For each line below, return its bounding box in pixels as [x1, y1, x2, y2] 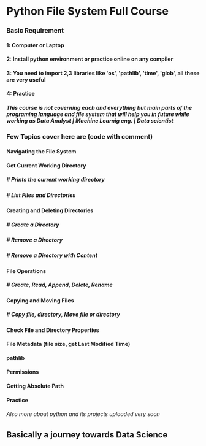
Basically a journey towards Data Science [6, 429, 168, 440]
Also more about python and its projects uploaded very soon [6, 410, 161, 418]
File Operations [6, 267, 47, 274]
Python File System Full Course [6, 4, 169, 18]
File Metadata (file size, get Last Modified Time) [6, 340, 131, 348]
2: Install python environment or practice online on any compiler [6, 55, 174, 63]
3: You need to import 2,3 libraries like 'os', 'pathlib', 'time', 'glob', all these [6, 69, 200, 77]
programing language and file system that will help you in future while [6, 110, 189, 118]
